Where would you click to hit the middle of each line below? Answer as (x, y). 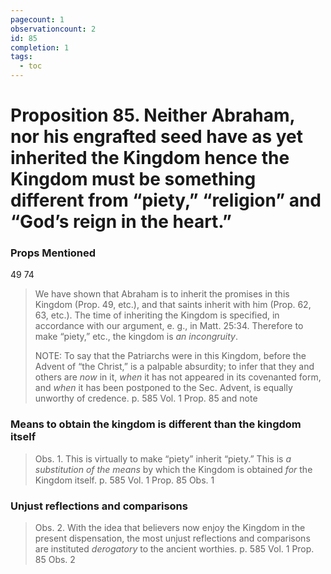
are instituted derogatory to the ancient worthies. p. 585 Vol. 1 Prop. (174, 549)
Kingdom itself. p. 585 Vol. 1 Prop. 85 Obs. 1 (124, 480)
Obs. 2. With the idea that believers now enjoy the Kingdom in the (170, 528)
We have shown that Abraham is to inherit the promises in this (162, 294)
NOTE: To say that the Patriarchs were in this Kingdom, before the (170, 356)
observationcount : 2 (53, 29)
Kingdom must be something (133, 179)
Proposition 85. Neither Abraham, (152, 115)
